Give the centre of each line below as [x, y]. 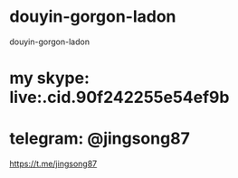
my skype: [50, 78]
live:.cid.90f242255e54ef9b [119, 98]
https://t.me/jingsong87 [53, 164]
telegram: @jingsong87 [100, 139]
